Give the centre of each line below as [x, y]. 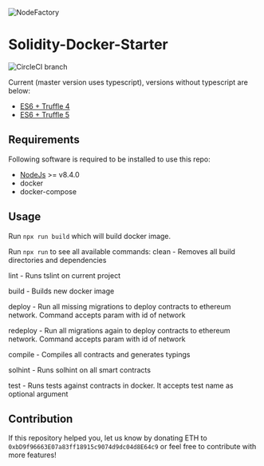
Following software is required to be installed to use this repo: [110, 159]
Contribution [41, 418]
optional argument [38, 394]
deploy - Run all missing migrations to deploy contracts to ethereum [120, 306]
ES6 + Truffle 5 [45, 114]
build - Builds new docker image [61, 291]
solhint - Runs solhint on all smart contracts [80, 370]
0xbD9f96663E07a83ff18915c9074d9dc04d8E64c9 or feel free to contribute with [132, 447]
